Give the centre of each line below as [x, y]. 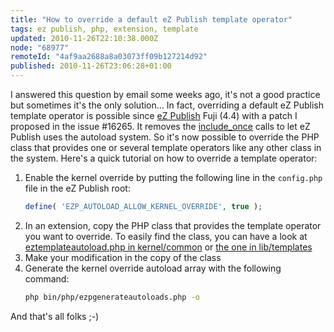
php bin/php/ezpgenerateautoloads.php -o [112, 297]
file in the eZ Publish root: [77, 188]
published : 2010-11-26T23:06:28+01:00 [91, 66]
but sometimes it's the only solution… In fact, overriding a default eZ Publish [167, 105]
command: [47, 278]
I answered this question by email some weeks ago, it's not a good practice [165, 94]
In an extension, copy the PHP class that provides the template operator [173, 225]
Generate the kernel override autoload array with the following [153, 268]
